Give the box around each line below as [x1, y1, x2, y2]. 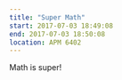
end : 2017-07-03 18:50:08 [9, 29, 105, 38]
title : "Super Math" [9, 12, 86, 22]
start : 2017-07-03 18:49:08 [9, 21, 114, 30]
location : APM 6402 [9, 37, 82, 47]
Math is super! [9, 62, 62, 73]
